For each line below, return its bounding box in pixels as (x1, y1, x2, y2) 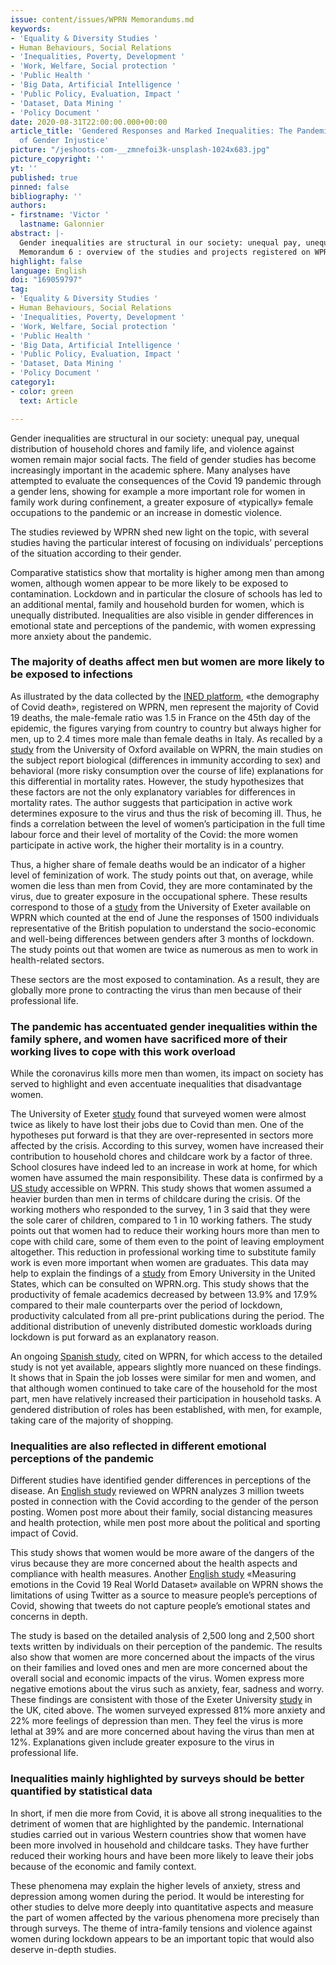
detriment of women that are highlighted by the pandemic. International (10, 1817, 305, 1830)
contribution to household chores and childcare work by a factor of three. (10, 1151, 313, 1163)
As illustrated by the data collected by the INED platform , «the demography (10, 690, 320, 702)
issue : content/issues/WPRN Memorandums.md (10, 14, 195, 25)
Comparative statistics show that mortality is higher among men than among (10, 566, 325, 578)
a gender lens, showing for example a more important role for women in (10, 485, 306, 497)
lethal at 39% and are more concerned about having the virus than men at (10, 1726, 315, 1738)
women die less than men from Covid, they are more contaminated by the (10, 879, 313, 891)
